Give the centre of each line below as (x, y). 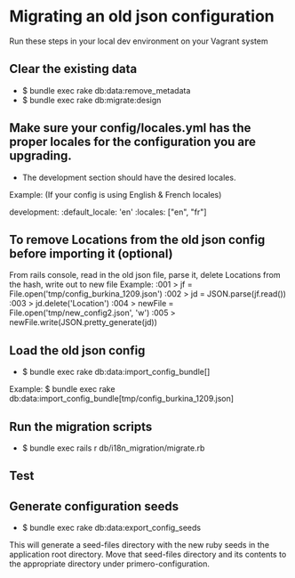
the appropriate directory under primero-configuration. (110, 564)
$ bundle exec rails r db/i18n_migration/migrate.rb (113, 448)
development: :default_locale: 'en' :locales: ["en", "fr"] (108, 212)
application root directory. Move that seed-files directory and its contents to (148, 555)
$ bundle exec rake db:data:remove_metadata (106, 90)
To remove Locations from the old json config (137, 239)
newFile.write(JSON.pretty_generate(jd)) (84, 322)
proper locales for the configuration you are (132, 142)
